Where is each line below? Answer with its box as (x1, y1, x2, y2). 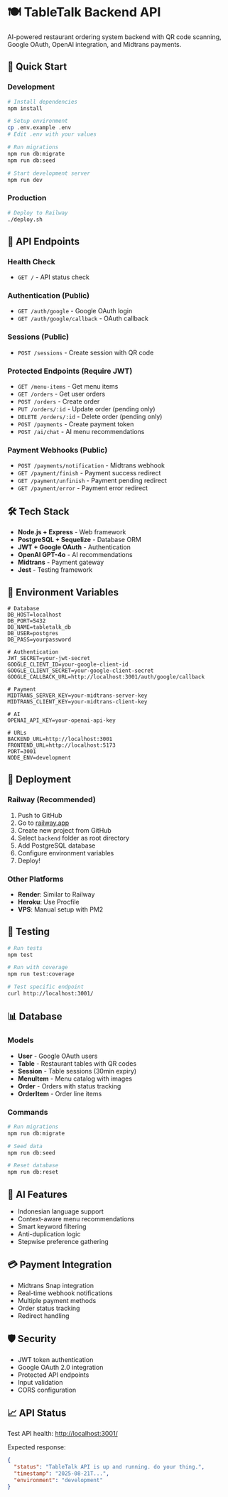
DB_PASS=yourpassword (7, 636, 72, 643)
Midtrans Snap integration (17, 1281, 94, 1290)
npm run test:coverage (7, 971, 75, 978)
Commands (7, 1107, 48, 1117)
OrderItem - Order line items (17, 1089, 102, 1098)
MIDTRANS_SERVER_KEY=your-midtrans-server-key (7, 692, 148, 699)
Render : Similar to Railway (17, 890, 95, 898)
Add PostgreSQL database (17, 841, 96, 850)
